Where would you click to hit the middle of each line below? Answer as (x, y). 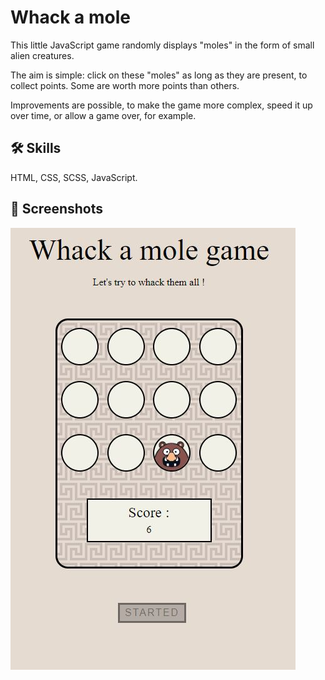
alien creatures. (42, 55)
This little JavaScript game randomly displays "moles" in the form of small (162, 45)
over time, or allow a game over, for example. (103, 115)
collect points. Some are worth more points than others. (125, 85)
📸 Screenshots (57, 209)
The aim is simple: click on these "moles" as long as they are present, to (159, 75)
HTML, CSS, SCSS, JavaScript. (74, 177)
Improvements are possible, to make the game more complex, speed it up (161, 105)
